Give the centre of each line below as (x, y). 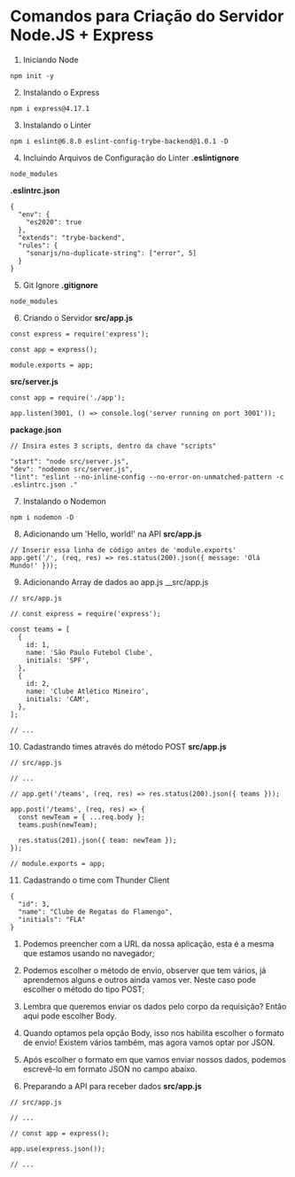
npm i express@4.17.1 (50, 108)
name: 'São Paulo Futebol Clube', (89, 652)
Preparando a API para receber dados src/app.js (112, 1086)
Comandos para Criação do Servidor (147, 16)
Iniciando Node (50, 59)
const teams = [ (40, 629)
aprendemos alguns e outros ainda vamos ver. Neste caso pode (139, 979)
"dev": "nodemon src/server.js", (72, 469)
